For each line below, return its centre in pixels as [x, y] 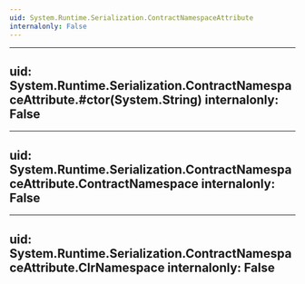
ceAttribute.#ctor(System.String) [106, 99]
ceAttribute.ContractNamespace [104, 184]
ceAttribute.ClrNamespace [87, 267]
